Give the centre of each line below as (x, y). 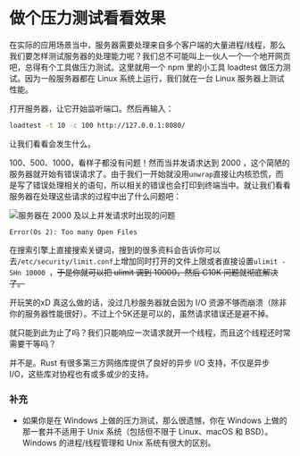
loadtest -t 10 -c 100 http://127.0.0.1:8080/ (97, 125)
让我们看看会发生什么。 (52, 143)
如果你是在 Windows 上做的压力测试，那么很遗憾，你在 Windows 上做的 (154, 420)
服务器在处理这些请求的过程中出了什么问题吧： (95, 196)
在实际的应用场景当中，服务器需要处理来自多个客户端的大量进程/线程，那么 (148, 45)
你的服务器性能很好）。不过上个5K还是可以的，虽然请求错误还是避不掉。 (142, 313)
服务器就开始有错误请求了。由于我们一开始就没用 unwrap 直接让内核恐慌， (142, 173)
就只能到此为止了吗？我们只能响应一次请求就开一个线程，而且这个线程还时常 (150, 333)
